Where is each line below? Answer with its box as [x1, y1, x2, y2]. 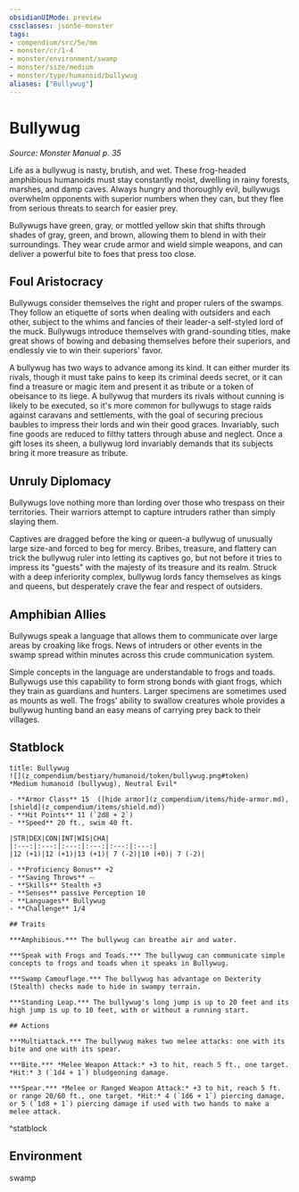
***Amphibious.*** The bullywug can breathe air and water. [9, 935, 238, 944]
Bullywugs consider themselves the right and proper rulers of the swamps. [9, 298, 284, 309]
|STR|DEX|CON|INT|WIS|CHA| [9, 833, 110, 843]
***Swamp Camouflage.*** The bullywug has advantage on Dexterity [9, 974, 262, 983]
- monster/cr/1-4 [9, 46, 74, 55]
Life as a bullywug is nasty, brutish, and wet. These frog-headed [9, 164, 246, 175]
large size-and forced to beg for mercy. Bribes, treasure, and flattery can [9, 543, 277, 554]
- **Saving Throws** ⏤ [9, 873, 96, 882]
